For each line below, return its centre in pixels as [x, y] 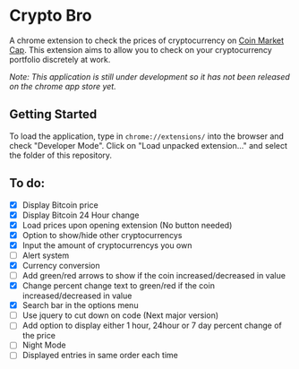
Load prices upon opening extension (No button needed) [127, 225]
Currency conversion [61, 265]
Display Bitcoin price [60, 205]
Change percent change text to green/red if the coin [118, 286]
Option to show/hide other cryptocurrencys [102, 235]
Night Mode [44, 345]
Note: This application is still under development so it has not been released [150, 76]
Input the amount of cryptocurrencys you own [107, 245]
